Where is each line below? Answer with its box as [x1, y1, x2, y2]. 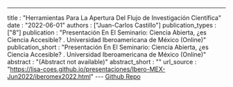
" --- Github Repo [90, 72, 141, 80]
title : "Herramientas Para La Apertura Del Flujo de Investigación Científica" [7, 14, 222, 21]
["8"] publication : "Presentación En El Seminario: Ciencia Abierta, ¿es [7, 28, 207, 37]
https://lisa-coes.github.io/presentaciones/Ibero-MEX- [10, 65, 166, 73]
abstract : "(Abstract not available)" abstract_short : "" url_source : [7, 58, 197, 66]
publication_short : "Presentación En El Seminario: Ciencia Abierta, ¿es [7, 43, 209, 51]
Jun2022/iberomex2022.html [7, 72, 92, 80]
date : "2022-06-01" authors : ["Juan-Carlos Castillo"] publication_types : [7, 21, 217, 29]
